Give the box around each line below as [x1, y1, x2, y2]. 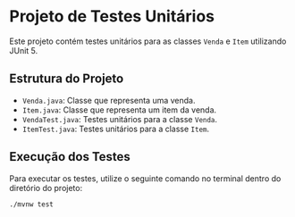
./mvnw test [9, 199, 54, 209]
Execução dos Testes [9, 149, 131, 164]
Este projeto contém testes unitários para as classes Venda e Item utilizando [9, 36, 287, 46]
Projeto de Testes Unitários [9, 6, 215, 27]
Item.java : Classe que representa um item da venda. [21, 104, 217, 115]
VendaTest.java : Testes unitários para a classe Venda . [21, 113, 217, 124]
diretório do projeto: [9, 182, 83, 193]
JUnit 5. [9, 45, 38, 55]
